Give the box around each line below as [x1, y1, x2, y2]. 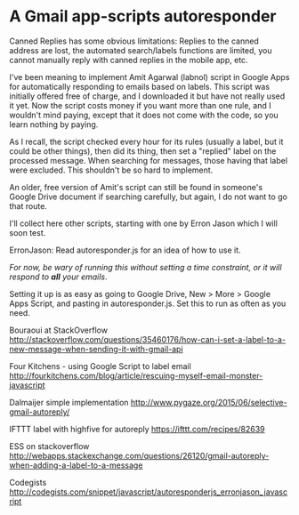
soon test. [9, 227, 46, 237]
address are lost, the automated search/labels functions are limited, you [9, 44, 272, 55]
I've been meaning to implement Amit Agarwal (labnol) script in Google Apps [9, 71, 290, 82]
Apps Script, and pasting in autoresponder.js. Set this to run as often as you [9, 298, 287, 309]
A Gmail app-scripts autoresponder [9, 6, 278, 27]
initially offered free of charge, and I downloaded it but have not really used [9, 91, 286, 101]
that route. [9, 200, 47, 211]
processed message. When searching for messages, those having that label [9, 155, 287, 165]
